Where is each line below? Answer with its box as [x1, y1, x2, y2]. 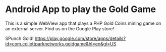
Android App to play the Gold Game [5, 4, 156, 15]
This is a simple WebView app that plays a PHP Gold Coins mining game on [5, 20, 161, 26]
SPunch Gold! [5, 35, 34, 41]
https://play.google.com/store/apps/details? [34, 35, 126, 41]
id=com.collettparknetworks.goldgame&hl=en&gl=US [5, 40, 117, 46]
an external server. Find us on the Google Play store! [5, 25, 115, 31]
